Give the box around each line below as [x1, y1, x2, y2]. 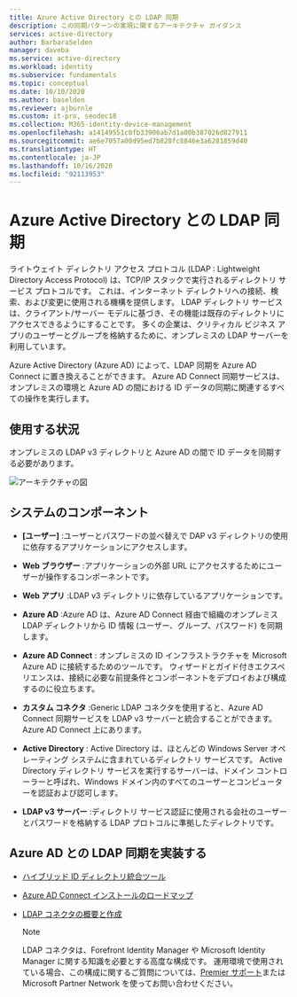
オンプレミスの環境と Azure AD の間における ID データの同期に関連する [9, 382, 270, 393]
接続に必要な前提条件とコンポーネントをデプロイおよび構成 [68, 672, 286, 682]
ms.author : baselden [9, 95, 86, 105]
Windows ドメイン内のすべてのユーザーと [83, 776, 237, 787]
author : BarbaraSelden [9, 37, 93, 47]
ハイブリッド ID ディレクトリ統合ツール [21, 870, 167, 882]
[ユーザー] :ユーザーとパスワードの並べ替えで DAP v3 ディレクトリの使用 [21, 530, 288, 541]
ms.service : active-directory [9, 54, 121, 63]
